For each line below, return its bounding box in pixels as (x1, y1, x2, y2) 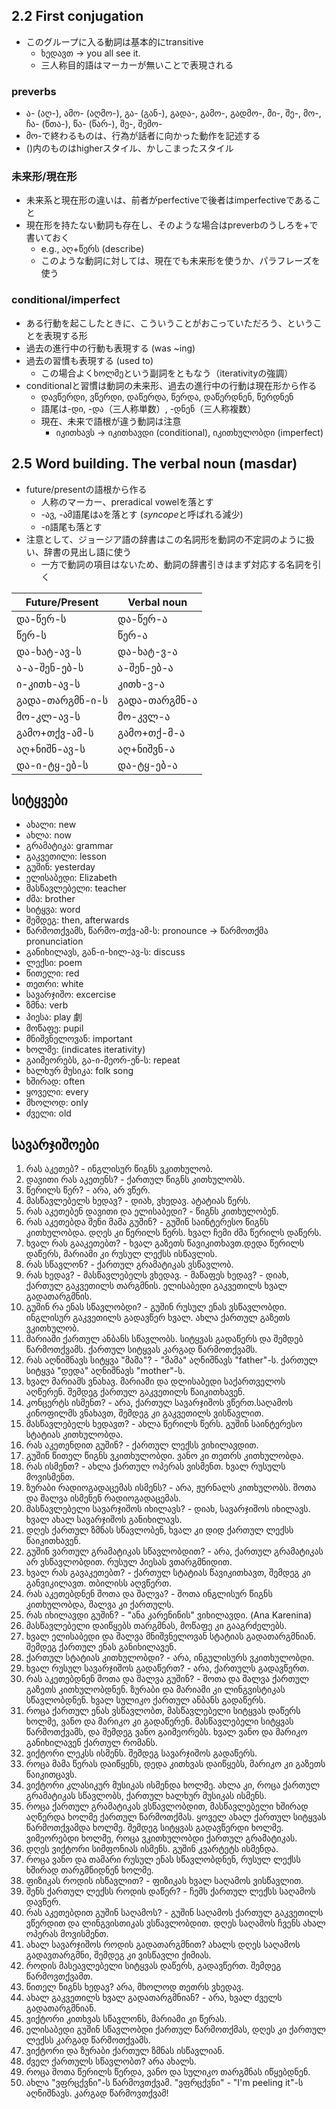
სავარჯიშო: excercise (25, 989, 116, 1001)
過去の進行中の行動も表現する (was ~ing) (25, 342, 196, 354)
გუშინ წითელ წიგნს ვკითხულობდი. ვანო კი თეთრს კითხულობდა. (25, 1450, 304, 1462)
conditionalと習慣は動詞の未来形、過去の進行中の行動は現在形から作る (25, 379, 318, 391)
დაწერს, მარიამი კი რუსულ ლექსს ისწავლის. (25, 1248, 218, 1260)
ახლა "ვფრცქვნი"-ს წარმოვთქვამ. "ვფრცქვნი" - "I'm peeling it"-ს (25, 2077, 304, 2089)
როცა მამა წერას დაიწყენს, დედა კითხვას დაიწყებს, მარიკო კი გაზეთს (25, 1758, 326, 1770)
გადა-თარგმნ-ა (117, 693, 198, 707)
